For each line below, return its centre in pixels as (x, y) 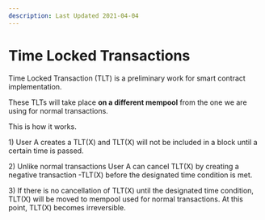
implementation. (35, 86)
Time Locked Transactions (99, 55)
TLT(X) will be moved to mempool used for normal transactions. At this (126, 199)
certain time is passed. (46, 151)
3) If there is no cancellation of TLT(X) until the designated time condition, (131, 190)
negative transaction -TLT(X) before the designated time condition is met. (130, 175)
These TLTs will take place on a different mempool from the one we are (128, 102)
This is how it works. (42, 127)
